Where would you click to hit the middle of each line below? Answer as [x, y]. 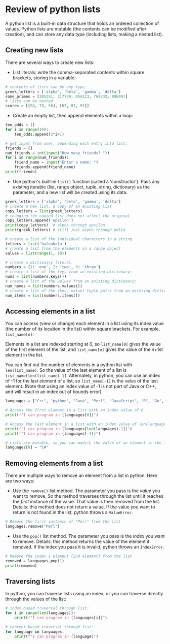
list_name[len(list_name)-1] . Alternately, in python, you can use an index [83, 376]
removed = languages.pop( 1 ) [35, 561]
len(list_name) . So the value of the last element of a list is [66, 370]
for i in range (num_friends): [37, 158]
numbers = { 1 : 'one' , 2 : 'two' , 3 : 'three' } [53, 267]
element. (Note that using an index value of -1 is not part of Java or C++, [81, 387]
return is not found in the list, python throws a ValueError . [73, 512]
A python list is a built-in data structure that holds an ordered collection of [82, 23]
